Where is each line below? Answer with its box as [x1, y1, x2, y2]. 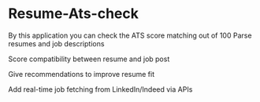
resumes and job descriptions [8, 38, 105, 48]
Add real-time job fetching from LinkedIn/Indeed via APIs [8, 84, 193, 94]
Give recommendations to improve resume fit [8, 69, 155, 78]
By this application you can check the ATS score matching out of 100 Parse [8, 31, 252, 40]
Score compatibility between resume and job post [8, 54, 170, 64]
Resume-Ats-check [8, 5, 139, 23]
